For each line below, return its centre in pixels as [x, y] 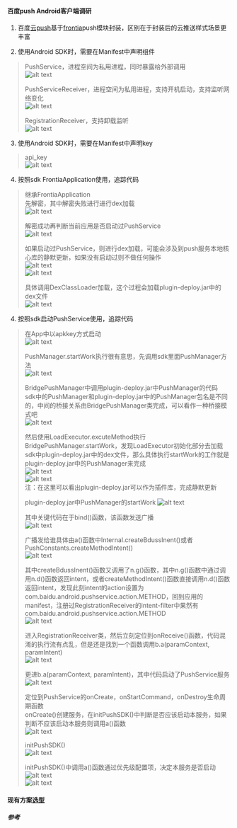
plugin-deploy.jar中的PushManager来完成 [85, 464]
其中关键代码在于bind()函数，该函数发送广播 [89, 517]
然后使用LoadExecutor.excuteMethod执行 [85, 437]
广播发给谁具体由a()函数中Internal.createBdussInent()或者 [109, 540]
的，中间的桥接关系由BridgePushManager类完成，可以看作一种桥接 [123, 406]
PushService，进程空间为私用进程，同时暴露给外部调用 [105, 67]
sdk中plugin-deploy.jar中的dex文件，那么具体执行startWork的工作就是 [127, 455]
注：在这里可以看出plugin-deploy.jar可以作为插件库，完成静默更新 [121, 488]
